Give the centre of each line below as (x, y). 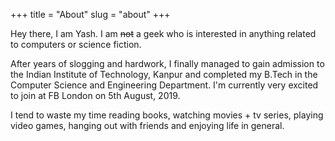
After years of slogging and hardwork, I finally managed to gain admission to (167, 63)
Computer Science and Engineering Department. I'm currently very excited (164, 85)
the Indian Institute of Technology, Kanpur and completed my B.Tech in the (164, 74)
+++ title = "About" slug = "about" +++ (90, 14)
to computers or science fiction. (76, 44)
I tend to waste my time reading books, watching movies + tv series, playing (167, 115)
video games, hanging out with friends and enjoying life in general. (147, 125)
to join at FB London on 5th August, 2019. (95, 95)
